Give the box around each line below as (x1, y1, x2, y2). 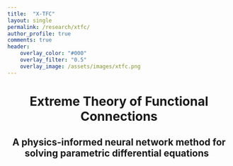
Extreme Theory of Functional (29, 93, 209, 109)
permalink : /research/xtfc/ (7, 23, 91, 30)
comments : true (7, 37, 52, 44)
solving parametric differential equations (24, 148, 210, 160)
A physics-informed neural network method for (12, 136, 226, 148)
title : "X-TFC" (7, 10, 55, 18)
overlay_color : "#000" (20, 50, 87, 57)
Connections (80, 108, 158, 124)
